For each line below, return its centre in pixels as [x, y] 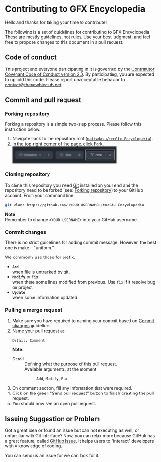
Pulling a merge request [34, 310]
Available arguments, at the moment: [61, 369]
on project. [23, 287]
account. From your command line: [40, 195]
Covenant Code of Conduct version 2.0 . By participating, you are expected [80, 74]
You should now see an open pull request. [54, 404]
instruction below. [23, 129]
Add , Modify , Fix [52, 379]
